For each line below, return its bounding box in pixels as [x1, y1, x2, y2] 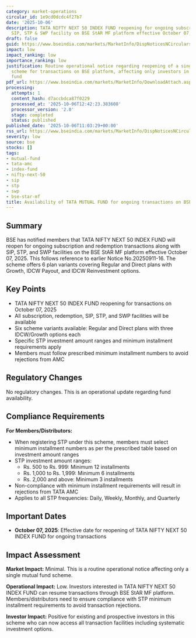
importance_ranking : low [6, 57, 66, 63]
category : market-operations [6, 8, 77, 15]
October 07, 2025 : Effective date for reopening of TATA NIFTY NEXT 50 [14, 527, 187, 534]
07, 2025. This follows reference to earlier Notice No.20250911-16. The [6, 255, 176, 262]
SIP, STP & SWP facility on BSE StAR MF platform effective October [11, 30, 181, 36]
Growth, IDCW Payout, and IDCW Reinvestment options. [6, 267, 141, 275]
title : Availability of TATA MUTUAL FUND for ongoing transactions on [6, 199, 181, 205]
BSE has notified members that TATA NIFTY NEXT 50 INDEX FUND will [6, 236, 176, 243]
